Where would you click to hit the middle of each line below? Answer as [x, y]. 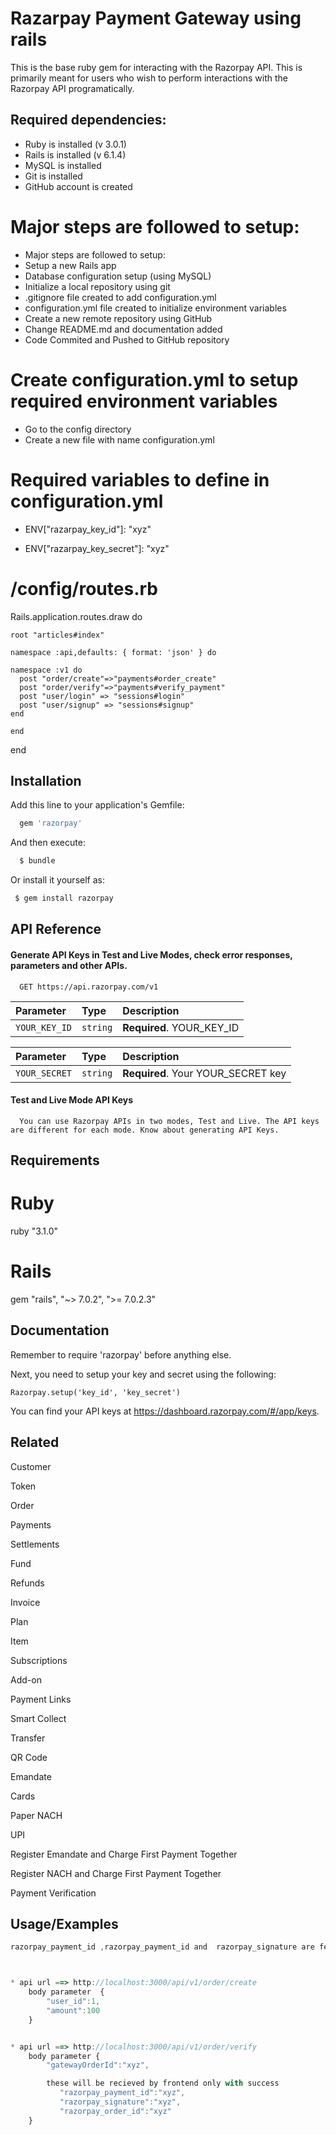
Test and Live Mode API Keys [72, 1100]
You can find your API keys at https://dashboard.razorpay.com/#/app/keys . [165, 1411]
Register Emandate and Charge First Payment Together [124, 1854]
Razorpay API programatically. [72, 88]
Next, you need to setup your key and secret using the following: [143, 1374]
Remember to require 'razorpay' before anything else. [121, 1354]
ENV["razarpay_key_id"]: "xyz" [88, 529]
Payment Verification [53, 1893]
